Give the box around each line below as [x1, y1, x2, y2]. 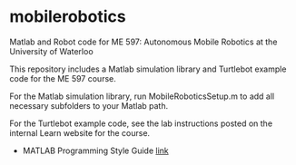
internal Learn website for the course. [9, 127, 151, 138]
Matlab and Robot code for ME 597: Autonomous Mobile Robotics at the [9, 36, 278, 47]
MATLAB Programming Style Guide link [22, 145, 170, 156]
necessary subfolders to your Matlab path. [9, 100, 169, 111]
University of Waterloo [9, 45, 94, 56]
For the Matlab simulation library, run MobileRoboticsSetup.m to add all [9, 91, 275, 102]
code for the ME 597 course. [9, 73, 116, 83]
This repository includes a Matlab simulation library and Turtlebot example [9, 63, 287, 74]
